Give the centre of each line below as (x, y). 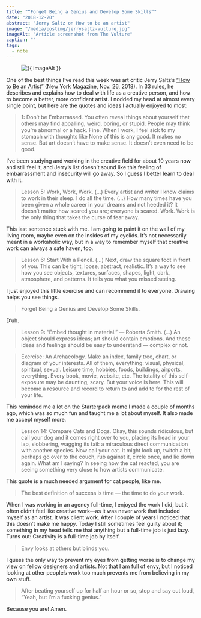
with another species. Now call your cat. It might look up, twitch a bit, (106, 450)
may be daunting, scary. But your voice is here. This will (115, 382)
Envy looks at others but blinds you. (65, 548)
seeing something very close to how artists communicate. (92, 469)
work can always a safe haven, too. (50, 248)
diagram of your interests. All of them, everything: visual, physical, (103, 363)
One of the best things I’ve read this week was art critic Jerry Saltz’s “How (98, 80)
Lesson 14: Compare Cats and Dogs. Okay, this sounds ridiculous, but (107, 431)
